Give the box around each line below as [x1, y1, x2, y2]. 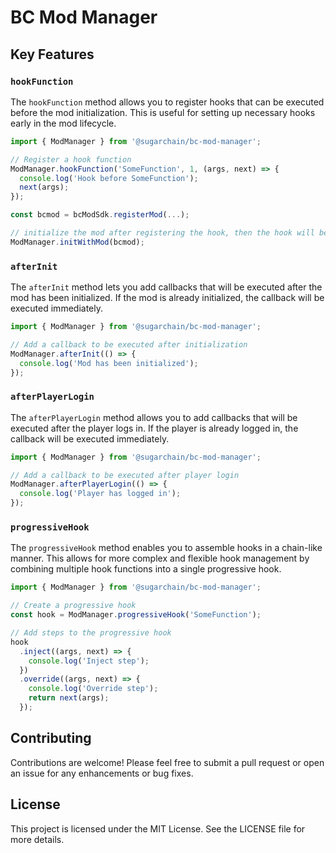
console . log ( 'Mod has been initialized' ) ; [19, 358, 199, 368]
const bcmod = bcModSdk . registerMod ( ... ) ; [10, 210, 190, 220]
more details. [10, 833, 65, 845]
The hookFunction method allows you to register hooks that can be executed [10, 96, 325, 108]
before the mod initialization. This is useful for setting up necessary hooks [10, 106, 316, 118]
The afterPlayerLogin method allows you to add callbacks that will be [10, 411, 298, 423]
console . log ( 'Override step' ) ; [28, 684, 159, 694]
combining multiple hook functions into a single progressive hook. [10, 563, 282, 575]
